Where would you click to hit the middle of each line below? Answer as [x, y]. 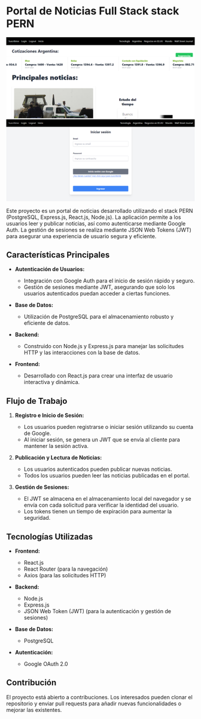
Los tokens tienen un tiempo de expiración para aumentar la [98, 511]
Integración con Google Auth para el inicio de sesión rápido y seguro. [109, 281]
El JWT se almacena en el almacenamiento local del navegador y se [107, 499]
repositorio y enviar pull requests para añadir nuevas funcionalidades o [94, 703]
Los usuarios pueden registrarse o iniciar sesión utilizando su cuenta [108, 427]
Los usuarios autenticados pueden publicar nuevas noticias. [98, 469]
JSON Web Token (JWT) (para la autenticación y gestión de [98, 611]
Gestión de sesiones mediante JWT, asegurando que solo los [99, 287]
